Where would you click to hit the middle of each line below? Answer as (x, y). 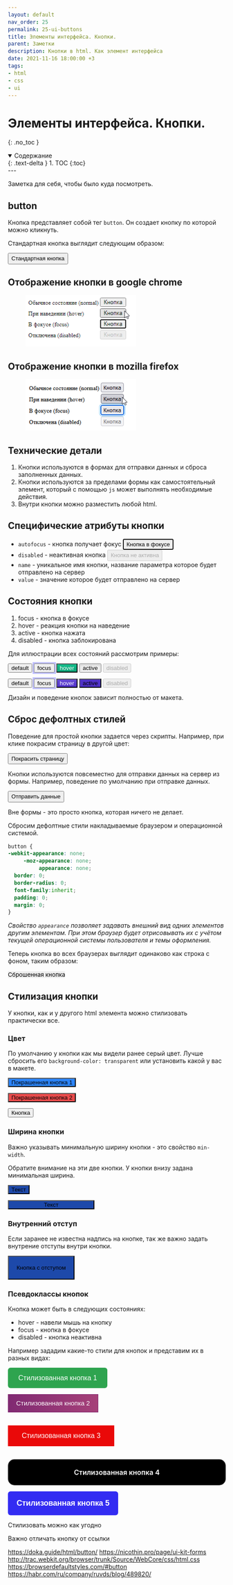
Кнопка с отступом (41, 1267)
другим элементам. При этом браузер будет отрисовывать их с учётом (115, 933)
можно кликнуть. (33, 230)
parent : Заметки (31, 44)
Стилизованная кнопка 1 (58, 1377)
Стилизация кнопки (53, 996)
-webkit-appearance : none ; (47, 854)
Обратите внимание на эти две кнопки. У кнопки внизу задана (100, 1168)
